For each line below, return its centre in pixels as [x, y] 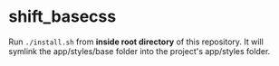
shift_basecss [63, 17]
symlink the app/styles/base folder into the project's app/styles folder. [139, 51]
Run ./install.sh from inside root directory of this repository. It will [136, 42]
